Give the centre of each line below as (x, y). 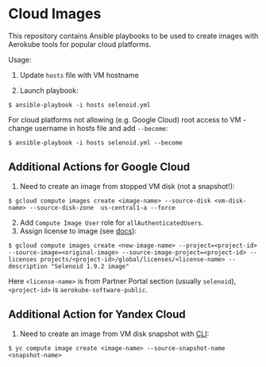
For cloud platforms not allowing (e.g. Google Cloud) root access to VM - (127, 119)
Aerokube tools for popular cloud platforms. (80, 44)
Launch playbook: (49, 90)
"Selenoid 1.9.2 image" (90, 266)
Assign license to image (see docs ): (78, 230)
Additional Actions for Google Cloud (99, 167)
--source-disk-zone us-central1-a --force (102, 207)
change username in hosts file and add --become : (88, 128)
